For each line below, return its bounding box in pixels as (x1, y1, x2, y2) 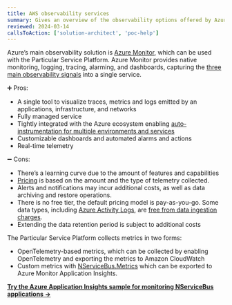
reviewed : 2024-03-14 (7, 23, 70, 30)
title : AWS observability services (7, 10, 110, 17)
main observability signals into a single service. (7, 71, 142, 79)
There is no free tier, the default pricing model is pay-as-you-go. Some (17, 198, 219, 207)
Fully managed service (17, 112, 82, 121)
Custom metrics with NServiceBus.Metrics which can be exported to (17, 262, 213, 270)
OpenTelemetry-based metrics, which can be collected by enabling (17, 247, 209, 256)
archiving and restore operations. (17, 191, 112, 199)
